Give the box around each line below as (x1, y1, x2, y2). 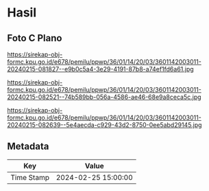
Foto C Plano (7, 32, 62, 44)
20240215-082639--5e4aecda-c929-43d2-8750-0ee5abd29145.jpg (7, 121, 202, 128)
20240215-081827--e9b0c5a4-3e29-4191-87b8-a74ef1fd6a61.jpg (7, 65, 194, 73)
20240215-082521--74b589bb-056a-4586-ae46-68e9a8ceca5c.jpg (7, 93, 201, 101)
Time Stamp (10, 172, 50, 182)
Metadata (7, 141, 49, 153)
